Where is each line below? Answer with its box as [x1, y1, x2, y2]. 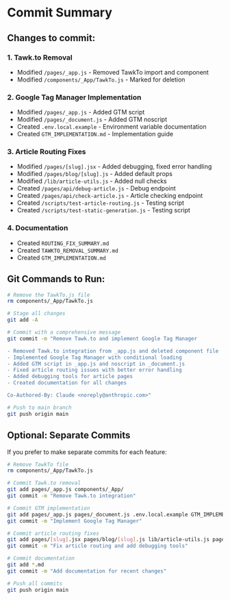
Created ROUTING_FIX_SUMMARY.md [16, 238, 110, 247]
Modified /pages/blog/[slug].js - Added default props [16, 170, 173, 178]
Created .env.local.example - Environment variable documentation [16, 123, 207, 131]
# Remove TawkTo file [7, 461, 69, 468]
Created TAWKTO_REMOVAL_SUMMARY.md [16, 246, 118, 254]
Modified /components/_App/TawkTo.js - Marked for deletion [16, 75, 186, 84]
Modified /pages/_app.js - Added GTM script [16, 108, 145, 116]
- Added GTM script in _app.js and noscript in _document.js [7, 360, 186, 367]
